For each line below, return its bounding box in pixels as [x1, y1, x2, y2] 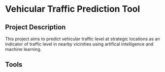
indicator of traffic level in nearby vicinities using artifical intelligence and [5, 41, 154, 47]
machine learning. [5, 47, 42, 52]
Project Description [5, 23, 66, 31]
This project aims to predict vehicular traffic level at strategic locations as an [5, 36, 160, 42]
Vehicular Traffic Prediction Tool [5, 3, 140, 15]
